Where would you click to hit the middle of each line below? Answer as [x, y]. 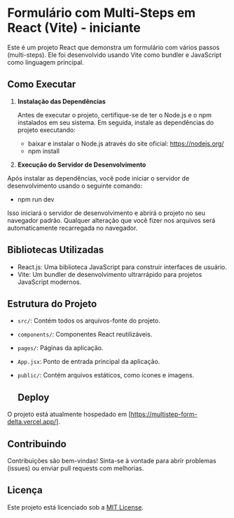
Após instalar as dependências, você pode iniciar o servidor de [98, 178]
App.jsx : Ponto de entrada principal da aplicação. [89, 362]
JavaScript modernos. [49, 282]
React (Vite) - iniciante [74, 28]
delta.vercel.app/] [33, 422]
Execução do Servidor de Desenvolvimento [82, 164]
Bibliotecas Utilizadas [56, 250]
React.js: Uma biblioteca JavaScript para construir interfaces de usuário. [122, 267]
